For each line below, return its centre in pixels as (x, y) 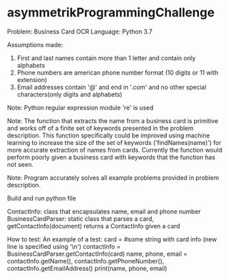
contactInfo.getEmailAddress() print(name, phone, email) (87, 268)
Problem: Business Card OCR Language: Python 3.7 (80, 31)
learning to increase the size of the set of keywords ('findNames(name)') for (114, 142)
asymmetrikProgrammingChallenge (111, 13)
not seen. (21, 164)
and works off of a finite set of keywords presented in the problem (100, 128)
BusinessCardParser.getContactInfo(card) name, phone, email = (97, 254)
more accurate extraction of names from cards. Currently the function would (115, 150)
